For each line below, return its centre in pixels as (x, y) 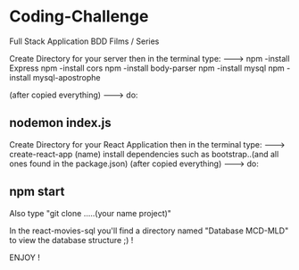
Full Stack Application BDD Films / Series (84, 41)
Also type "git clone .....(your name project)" (91, 213)
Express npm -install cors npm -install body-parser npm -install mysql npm (147, 68)
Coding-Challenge (79, 17)
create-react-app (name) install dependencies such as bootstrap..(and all (144, 154)
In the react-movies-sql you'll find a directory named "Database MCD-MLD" (149, 231)
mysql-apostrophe (66, 77)
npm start (37, 192)
